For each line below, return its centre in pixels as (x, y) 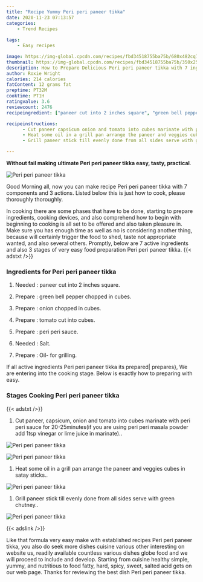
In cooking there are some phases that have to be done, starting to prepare (100, 211)
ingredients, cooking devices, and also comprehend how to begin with (94, 217)
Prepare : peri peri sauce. (47, 332)
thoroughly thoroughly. (35, 199)
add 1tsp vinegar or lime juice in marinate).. (69, 433)
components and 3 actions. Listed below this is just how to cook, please (96, 193)
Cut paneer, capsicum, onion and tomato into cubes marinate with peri (102, 420)
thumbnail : (20, 62)
